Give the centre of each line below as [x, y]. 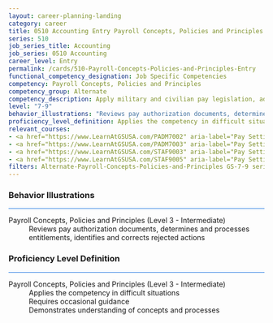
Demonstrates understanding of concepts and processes [124, 310]
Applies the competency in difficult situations [104, 292]
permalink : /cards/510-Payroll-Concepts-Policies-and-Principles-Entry [132, 69]
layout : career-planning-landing [65, 16]
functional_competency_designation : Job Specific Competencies [118, 76]
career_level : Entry [43, 62]
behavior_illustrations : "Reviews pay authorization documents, [119, 114]
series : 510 [28, 39]
